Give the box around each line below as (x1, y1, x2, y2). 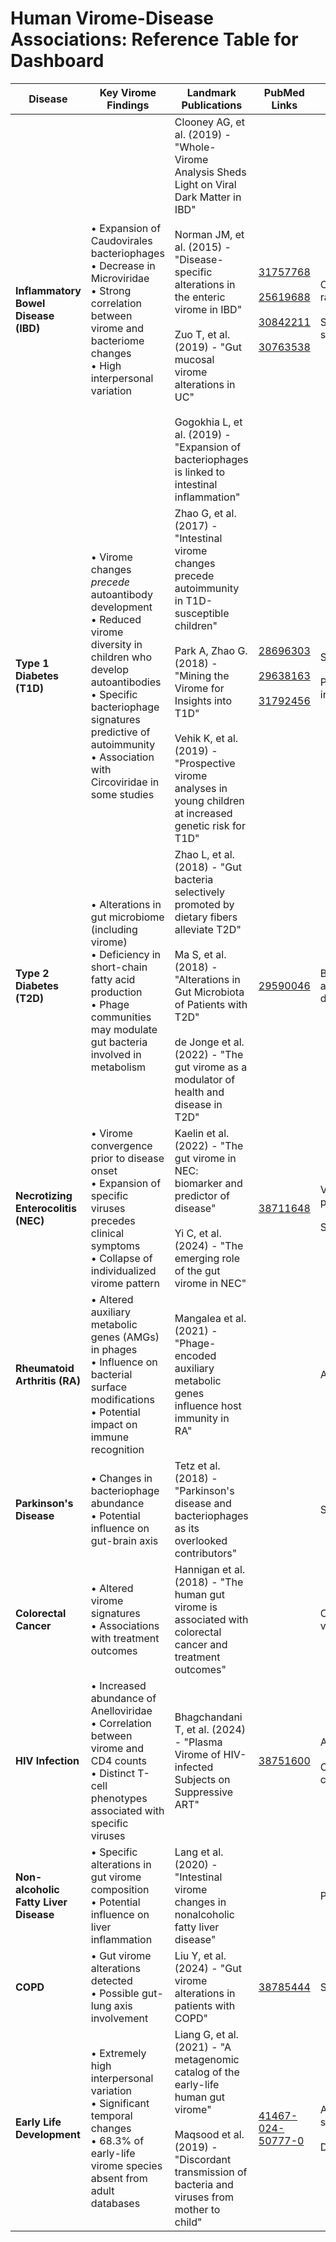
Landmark (186, 85, 237, 99)
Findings (106, 98, 150, 112)
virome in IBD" (174, 302, 243, 316)
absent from (90, 2171, 148, 2185)
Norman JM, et (174, 227, 245, 241)
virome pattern (90, 1276, 161, 1290)
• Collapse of (90, 1251, 153, 1265)
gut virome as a (174, 1060, 248, 1074)
